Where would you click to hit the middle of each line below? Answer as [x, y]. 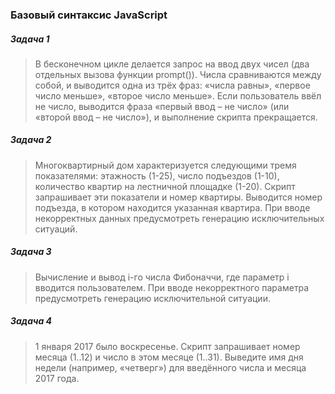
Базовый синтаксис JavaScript [89, 15]
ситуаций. [56, 229]
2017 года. [57, 378]
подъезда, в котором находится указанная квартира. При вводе [172, 207]
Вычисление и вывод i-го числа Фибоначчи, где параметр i [162, 277]
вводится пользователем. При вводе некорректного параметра [172, 287]
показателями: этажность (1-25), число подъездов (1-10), [157, 175]
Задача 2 [31, 140]
